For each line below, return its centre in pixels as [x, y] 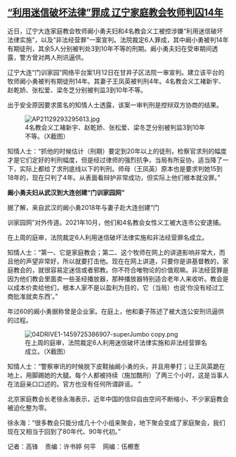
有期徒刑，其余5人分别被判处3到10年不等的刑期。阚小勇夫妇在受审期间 [110, 49]
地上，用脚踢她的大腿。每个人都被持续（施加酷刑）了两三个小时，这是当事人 [118, 375]
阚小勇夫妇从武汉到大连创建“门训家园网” [66, 192]
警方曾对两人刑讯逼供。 [53, 57]
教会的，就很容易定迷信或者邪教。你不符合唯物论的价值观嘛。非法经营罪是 [121, 270]
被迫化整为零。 [29, 408]
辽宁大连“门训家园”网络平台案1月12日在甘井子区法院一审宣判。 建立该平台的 [116, 72]
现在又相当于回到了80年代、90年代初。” [64, 431]
